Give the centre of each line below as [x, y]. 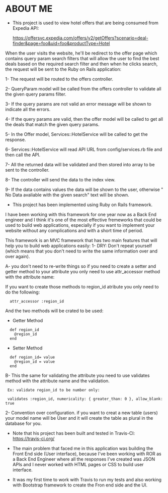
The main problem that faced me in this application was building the [83, 448]
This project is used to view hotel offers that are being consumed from [85, 23]
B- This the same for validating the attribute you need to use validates [77, 375]
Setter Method [27, 348]
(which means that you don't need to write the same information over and [81, 251]
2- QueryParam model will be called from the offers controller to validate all [83, 88]
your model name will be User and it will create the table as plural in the [79, 418]
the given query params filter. [36, 94]
